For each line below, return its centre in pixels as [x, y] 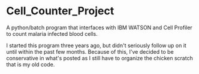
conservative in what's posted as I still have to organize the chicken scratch [99, 58]
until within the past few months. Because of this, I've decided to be [90, 51]
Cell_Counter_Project [60, 11]
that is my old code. [31, 64]
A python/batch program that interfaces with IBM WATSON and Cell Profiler [99, 27]
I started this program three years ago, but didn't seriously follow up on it [97, 45]
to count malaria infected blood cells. [52, 33]
